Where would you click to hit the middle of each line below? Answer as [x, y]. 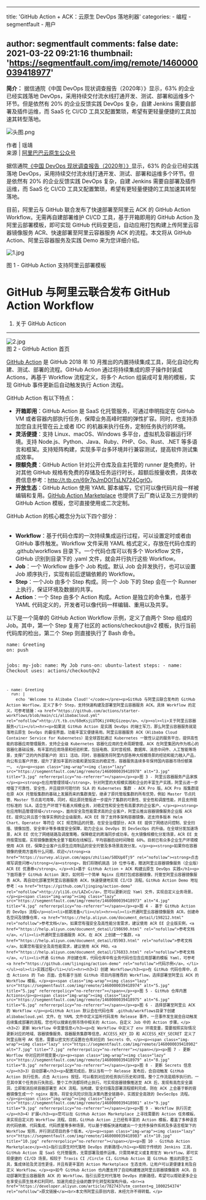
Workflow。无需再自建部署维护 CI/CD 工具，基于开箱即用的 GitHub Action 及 [103, 217]
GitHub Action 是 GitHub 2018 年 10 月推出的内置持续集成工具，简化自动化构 [103, 362]
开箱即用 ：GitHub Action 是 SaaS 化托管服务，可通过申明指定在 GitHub [105, 411]
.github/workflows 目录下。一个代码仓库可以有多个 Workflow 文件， [101, 551]
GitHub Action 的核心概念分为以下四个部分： [62, 516]
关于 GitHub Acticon [40, 323]
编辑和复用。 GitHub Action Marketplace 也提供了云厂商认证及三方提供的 [106, 495]
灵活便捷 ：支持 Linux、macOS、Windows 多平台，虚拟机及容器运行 [101, 434]
